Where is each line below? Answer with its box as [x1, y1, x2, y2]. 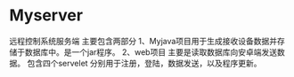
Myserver [9, 5, 83, 26]
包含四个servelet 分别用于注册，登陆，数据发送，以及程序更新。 [26, 58, 262, 68]
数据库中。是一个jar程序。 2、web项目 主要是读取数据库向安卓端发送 [24, 46, 278, 58]
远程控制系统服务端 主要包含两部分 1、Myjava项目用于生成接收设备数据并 [9, 35, 278, 46]
